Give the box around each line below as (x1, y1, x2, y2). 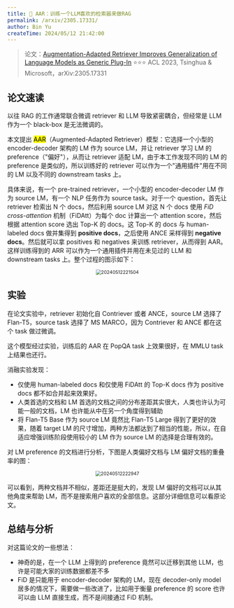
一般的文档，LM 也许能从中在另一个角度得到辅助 (23, 406, 163, 415)
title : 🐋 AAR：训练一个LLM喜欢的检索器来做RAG (7, 10, 131, 18)
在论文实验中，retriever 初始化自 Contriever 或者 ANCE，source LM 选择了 (7, 309, 222, 317)
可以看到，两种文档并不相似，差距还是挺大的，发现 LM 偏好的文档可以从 (7, 483, 216, 491)
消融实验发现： (7, 365, 50, 373)
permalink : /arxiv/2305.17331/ (7, 17, 98, 24)
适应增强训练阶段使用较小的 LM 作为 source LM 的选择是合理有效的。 (17, 432, 217, 441)
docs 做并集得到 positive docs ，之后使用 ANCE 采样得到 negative (30, 229, 221, 237)
